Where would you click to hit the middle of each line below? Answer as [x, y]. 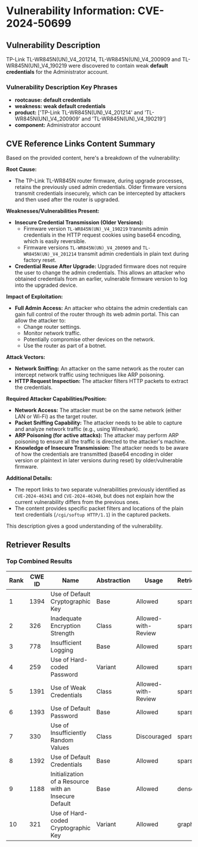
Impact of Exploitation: [34, 297]
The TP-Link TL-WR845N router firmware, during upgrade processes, [99, 181]
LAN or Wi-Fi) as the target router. [56, 417]
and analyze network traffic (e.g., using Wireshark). [77, 429]
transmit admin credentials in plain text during [133, 254]
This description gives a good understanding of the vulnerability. [85, 526]
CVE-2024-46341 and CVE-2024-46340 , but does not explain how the [94, 496]
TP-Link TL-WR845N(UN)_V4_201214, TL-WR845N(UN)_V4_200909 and [93, 59]
